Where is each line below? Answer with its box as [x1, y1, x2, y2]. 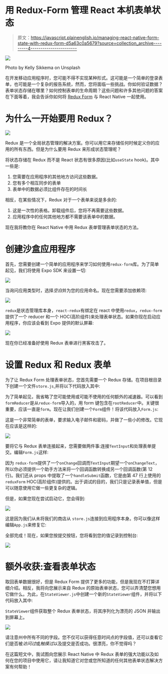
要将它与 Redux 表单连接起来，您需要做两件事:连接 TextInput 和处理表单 [5, 443, 151, 449]
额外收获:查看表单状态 [5, 561, 96, 572]
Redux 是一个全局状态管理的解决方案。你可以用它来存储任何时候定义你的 [5, 139, 155, 145]
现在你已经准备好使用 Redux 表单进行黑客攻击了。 [5, 339, 108, 345]
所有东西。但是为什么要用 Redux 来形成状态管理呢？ [13, 146, 121, 152]
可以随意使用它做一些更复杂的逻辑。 [5, 484, 80, 490]
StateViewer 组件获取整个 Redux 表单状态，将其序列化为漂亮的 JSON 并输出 [5, 608, 161, 614]
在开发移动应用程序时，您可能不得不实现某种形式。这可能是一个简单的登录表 [5, 74, 163, 80]
